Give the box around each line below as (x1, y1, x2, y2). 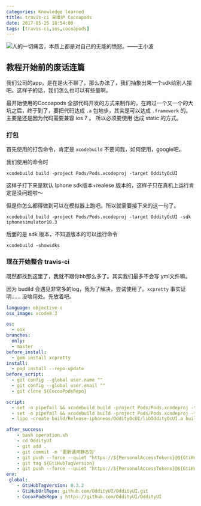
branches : (6, 332, 31, 338)
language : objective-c (6, 305, 63, 311)
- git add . (17, 443, 47, 450)
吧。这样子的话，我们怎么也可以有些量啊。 (6, 87, 111, 94)
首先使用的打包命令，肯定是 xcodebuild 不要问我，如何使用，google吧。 (6, 145, 184, 153)
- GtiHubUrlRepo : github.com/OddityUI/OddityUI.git (17, 488, 148, 494)
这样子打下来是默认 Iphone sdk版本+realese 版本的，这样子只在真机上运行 (6, 181, 190, 189)
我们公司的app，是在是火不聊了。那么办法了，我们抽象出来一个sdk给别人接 (6, 79, 193, 87)
